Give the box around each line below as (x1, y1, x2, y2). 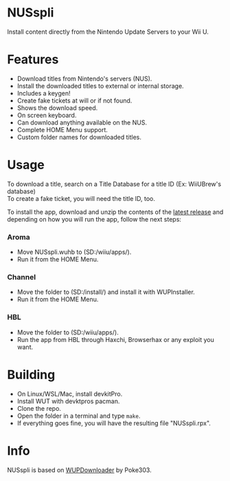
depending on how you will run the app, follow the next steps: (7, 215, 182, 223)
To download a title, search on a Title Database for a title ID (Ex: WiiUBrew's (7, 180, 222, 188)
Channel (7, 272, 36, 282)
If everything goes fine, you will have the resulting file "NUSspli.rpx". (16, 418, 211, 427)
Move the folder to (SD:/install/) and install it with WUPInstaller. (16, 288, 196, 297)
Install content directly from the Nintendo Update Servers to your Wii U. (7, 28, 209, 36)
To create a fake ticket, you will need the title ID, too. (7, 194, 156, 202)
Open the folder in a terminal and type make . (16, 411, 141, 420)
